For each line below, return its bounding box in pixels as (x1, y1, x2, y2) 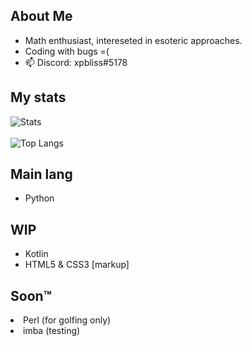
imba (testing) (23, 325, 81, 337)
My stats (10, 89, 67, 106)
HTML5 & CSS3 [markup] (24, 259, 130, 271)
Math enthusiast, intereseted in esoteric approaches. (24, 34, 243, 46)
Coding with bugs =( (24, 45, 110, 57)
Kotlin (24, 248, 49, 260)
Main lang (10, 166, 73, 183)
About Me (10, 8, 73, 25)
